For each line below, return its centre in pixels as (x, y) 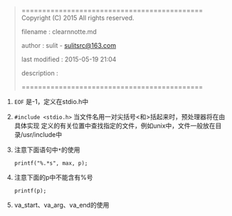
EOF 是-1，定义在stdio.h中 (51, 102)
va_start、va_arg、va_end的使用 (62, 205)
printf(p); (30, 191)
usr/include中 (42, 134)
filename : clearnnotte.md (59, 32)
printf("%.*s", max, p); (51, 163)
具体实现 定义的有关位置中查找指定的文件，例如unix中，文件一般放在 (115, 125)
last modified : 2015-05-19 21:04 (69, 59)
